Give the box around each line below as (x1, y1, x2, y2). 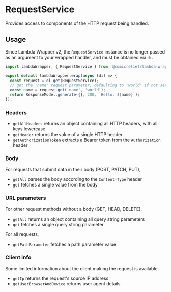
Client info (5, 254, 32, 261)
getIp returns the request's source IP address (12, 275, 109, 281)
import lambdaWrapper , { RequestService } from (5, 64, 108, 69)
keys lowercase (12, 126, 46, 132)
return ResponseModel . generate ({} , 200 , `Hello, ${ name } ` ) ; (10, 92, 140, 97)
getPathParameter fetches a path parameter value (12, 241, 117, 247)
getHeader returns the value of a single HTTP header (12, 131, 123, 138)
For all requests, (5, 231, 39, 237)
